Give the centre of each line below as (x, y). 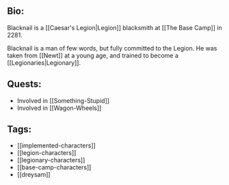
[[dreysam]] (33, 175)
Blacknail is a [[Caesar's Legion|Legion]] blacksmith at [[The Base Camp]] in (114, 27)
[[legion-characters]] (46, 153)
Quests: (24, 84)
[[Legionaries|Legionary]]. (44, 62)
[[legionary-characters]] (51, 160)
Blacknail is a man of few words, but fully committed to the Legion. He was (112, 48)
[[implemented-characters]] (56, 145)
